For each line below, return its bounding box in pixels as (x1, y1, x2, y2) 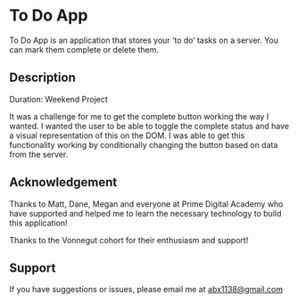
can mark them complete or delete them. (9, 44, 159, 54)
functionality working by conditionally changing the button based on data (9, 139, 278, 150)
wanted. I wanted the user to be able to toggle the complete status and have (9, 120, 290, 131)
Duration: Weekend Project (9, 94, 109, 104)
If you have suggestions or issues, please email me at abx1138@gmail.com (9, 284, 284, 295)
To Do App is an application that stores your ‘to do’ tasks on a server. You (9, 35, 279, 45)
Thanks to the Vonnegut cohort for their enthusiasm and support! (9, 234, 249, 245)
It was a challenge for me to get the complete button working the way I (9, 111, 269, 121)
